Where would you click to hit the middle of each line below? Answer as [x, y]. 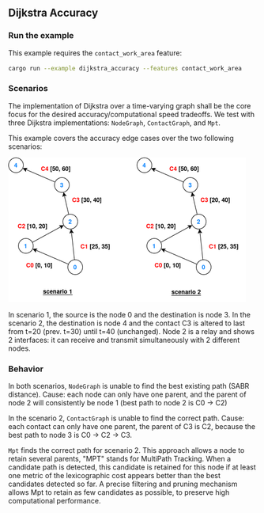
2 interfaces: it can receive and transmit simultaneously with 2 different [124, 340]
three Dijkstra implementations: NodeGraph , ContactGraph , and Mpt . [115, 123]
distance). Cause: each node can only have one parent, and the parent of [127, 394]
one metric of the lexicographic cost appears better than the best [115, 476]
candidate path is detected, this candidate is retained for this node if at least [132, 467]
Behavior [26, 369]
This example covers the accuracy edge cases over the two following [121, 138]
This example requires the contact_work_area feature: [95, 53]
